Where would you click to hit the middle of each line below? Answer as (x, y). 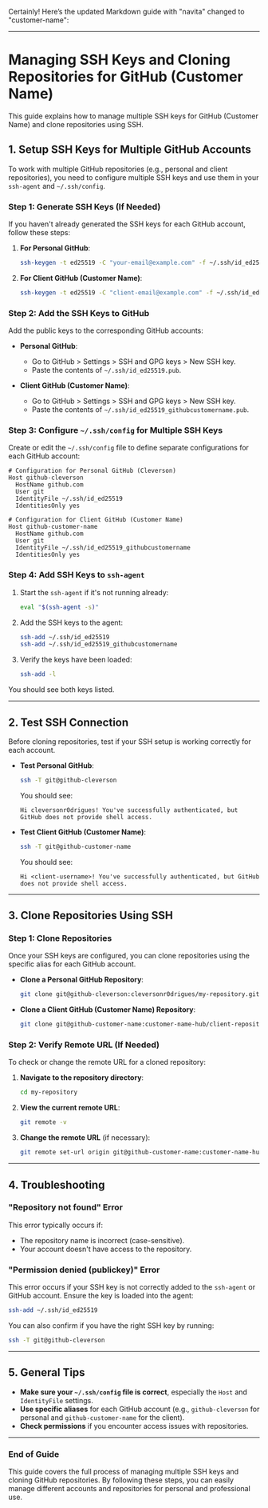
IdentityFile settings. (57, 1400)
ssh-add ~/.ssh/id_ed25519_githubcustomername (99, 644)
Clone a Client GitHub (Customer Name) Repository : (108, 1010)
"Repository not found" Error (66, 1207)
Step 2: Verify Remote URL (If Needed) (84, 1045)
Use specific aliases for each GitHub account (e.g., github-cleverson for (140, 1409)
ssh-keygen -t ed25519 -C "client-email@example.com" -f (116, 292)
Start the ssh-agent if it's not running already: (94, 592)
